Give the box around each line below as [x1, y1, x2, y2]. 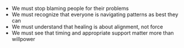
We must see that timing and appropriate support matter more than [11, 29, 175, 36]
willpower [11, 36, 35, 42]
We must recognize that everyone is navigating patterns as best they [11, 11, 179, 18]
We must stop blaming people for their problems [11, 5, 129, 12]
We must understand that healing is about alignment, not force [11, 23, 163, 30]
